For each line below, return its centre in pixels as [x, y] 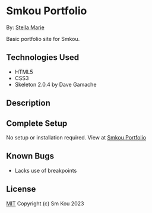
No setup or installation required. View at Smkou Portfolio [76, 137]
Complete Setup [37, 123]
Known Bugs [30, 156]
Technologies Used [42, 58]
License [21, 189]
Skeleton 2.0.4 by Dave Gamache [56, 84]
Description [28, 103]
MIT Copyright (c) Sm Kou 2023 [45, 204]
